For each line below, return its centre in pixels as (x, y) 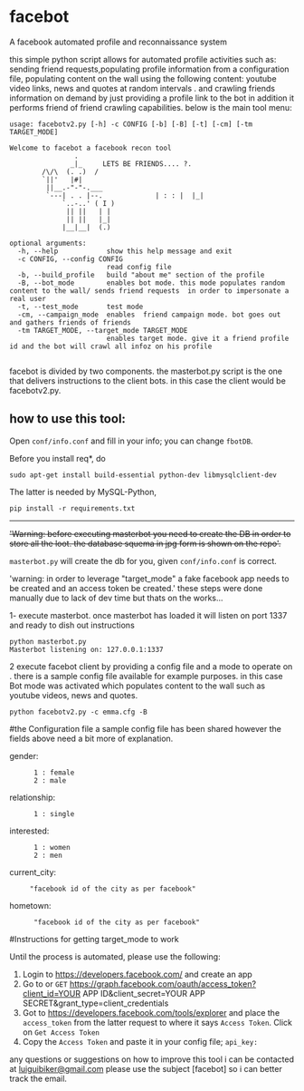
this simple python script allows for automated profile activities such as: (143, 59)
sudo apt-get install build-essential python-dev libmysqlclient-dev (143, 475)
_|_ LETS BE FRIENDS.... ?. (131, 164)
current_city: (33, 872)
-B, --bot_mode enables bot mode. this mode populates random (151, 283)
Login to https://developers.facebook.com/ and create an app (138, 974)
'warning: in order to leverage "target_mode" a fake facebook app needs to (149, 579)
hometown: (30, 905)
